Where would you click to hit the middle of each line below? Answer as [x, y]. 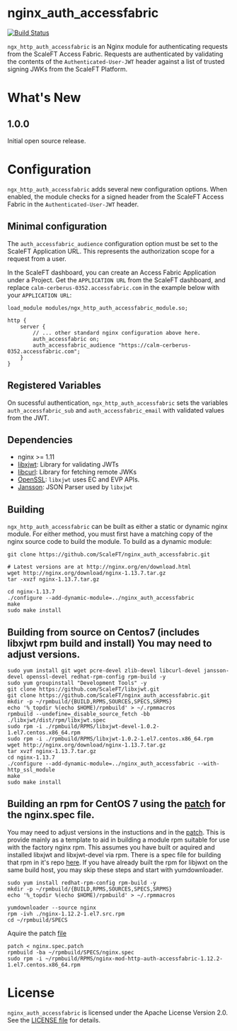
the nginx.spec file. [51, 815]
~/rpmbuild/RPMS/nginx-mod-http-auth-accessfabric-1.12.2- [134, 959]
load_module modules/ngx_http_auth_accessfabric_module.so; [98, 308]
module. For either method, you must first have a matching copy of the [110, 534]
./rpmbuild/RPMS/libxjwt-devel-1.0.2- [102, 726]
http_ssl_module [31, 770]
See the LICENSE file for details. [54, 1020]
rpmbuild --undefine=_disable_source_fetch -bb [79, 714]
